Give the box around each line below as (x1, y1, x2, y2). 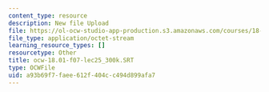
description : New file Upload (8, 19, 110, 27)
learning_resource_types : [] (8, 42, 106, 50)
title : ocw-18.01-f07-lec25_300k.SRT (8, 57, 134, 65)
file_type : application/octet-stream (8, 34, 134, 42)
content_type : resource (8, 11, 88, 20)
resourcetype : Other (8, 49, 78, 57)
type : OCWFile (8, 64, 56, 72)
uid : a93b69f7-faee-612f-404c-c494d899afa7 (8, 71, 156, 79)
